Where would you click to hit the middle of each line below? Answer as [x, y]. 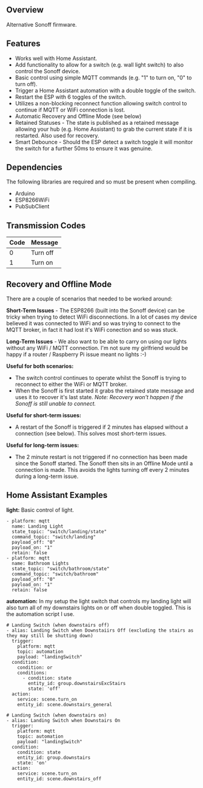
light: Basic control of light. [40, 510]
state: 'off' [45, 689]
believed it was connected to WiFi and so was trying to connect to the [93, 323]
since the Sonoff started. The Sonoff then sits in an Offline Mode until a [104, 463]
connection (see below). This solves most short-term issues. [91, 434]
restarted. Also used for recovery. [57, 135]
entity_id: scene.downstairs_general [65, 704]
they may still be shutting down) [50, 635]
